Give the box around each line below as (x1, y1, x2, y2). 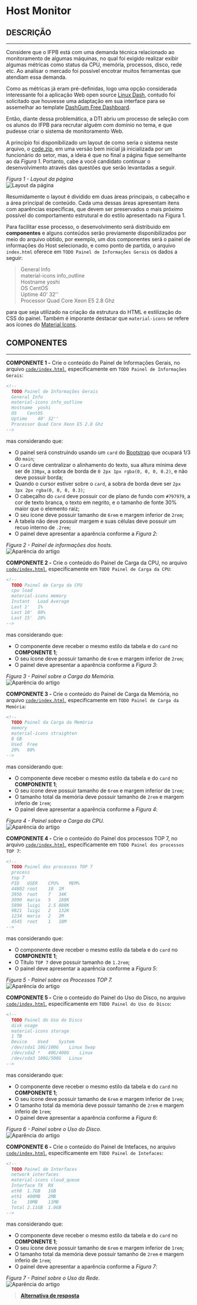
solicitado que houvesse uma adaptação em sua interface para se (6, 98, 165, 104)
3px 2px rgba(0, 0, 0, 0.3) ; (14, 486, 85, 493)
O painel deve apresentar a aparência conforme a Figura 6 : (14, 1114, 158, 1121)
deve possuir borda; (14, 473, 63, 480)
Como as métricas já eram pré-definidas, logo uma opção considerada (6, 85, 177, 92)
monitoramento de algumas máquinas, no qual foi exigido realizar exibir (6, 55, 179, 62)
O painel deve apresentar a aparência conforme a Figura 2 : (14, 530, 158, 537)
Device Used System (11, 1039, 75, 1045)
